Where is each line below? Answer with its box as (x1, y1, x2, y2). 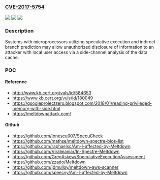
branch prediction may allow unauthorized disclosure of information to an (5, 44, 154, 50)
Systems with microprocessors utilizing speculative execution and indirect (5, 38, 156, 45)
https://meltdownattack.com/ (12, 111, 71, 117)
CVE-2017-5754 (5, 3, 45, 10)
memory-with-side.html (12, 105, 61, 111)
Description (5, 28, 34, 34)
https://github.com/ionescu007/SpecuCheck (12, 133, 103, 139)
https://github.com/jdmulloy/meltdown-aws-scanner (12, 164, 119, 170)
